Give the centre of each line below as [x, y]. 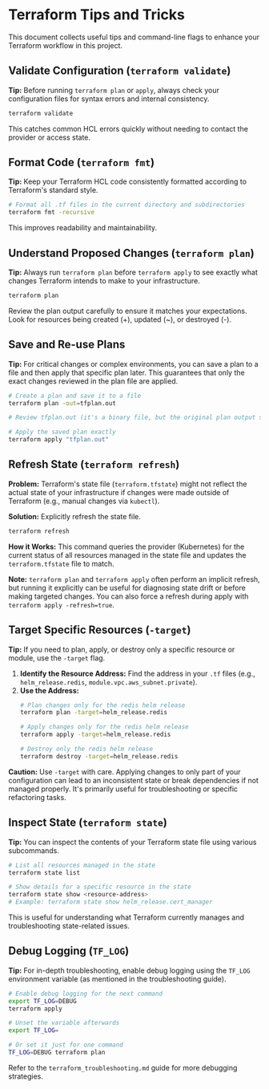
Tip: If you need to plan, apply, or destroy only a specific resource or [122, 649]
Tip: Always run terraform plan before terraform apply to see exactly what [133, 272]
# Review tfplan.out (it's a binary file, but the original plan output [132, 418]
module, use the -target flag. [57, 658]
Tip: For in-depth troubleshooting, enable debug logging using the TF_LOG [129, 970]
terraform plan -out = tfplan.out [62, 403]
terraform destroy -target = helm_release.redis [99, 756]
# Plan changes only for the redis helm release [102, 705]
